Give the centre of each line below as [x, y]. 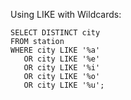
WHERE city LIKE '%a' [55, 50]
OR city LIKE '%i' [62, 68]
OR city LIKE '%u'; [64, 85]
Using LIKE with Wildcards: [66, 14]
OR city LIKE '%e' [62, 59]
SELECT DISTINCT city [55, 33]
